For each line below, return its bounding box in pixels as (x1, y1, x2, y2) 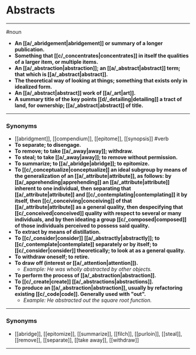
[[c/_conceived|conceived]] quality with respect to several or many (14, 210, 182, 217)
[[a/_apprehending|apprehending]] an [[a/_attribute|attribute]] (14, 179, 170, 186)
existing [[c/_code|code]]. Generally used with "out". (14, 291, 146, 298)
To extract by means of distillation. (14, 229, 101, 236)
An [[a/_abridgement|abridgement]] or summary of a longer (14, 39, 163, 47)
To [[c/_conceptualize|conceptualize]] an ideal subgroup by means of (14, 166, 188, 173)
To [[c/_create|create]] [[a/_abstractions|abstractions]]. (14, 278, 153, 285)
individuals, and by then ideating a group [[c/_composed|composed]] (14, 216, 187, 223)
